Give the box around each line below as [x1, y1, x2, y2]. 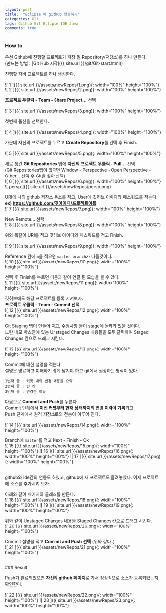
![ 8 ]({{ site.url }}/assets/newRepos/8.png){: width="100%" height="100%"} [5, 222, 161, 228]
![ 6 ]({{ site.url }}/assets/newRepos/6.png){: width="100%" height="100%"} [5, 178, 161, 184]
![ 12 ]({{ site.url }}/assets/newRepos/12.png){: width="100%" [5, 307, 130, 313]
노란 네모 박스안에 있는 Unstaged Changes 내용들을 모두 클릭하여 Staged [5, 329, 149, 335]
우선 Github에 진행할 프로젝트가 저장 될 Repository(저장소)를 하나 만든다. [5, 54, 147, 60]
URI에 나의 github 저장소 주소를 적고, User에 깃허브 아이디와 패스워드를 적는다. [5, 194, 158, 200]
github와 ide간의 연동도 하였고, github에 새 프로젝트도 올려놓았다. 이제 [5, 474, 142, 480]
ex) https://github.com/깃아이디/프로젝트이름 [5, 200, 97, 206]
